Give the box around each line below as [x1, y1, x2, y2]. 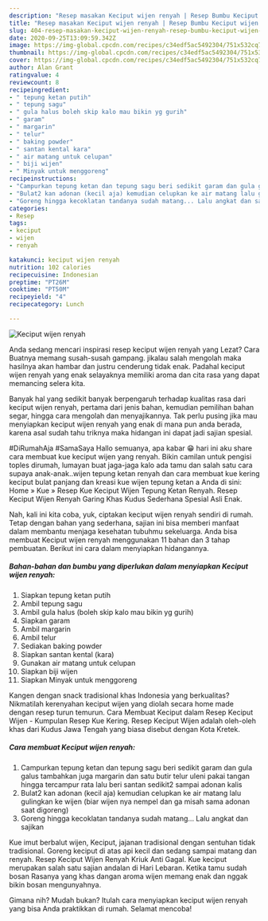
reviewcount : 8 [9, 78, 60, 86]
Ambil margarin [20, 624, 71, 634]
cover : [9, 57, 31, 65]
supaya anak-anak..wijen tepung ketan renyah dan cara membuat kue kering [9, 468, 260, 478]
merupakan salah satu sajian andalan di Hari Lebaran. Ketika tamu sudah [9, 863, 247, 872]
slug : [9, 26, 27, 34]
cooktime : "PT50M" [9, 285, 70, 293]
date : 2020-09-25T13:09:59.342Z [9, 33, 116, 42]
